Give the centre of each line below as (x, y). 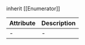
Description (58, 23)
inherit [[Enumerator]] (33, 9)
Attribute (23, 23)
